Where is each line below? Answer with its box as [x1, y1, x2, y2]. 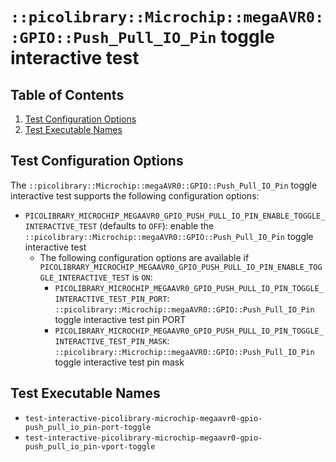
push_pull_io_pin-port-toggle [24, 422, 152, 432]
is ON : [131, 271, 153, 283]
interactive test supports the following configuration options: [10, 189, 260, 202]
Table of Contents [10, 86, 125, 103]
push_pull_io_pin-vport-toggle [24, 441, 156, 452]
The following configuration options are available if [39, 251, 250, 263]
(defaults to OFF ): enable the [99, 219, 215, 232]
